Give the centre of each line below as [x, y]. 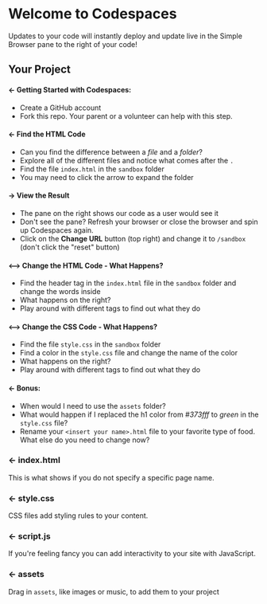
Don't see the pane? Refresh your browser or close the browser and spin [139, 222]
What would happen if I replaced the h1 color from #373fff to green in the [139, 414]
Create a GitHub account [60, 108]
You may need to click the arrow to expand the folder [106, 177]
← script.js [29, 536]
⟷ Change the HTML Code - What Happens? [86, 265]
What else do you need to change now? [85, 440]
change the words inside [60, 292]
